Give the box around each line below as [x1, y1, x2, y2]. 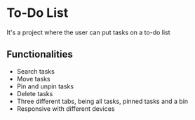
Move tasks [16, 74, 51, 83]
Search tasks [16, 67, 55, 75]
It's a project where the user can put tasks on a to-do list [6, 28, 170, 36]
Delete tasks [16, 89, 53, 98]
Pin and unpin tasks [16, 82, 74, 91]
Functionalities [6, 48, 73, 60]
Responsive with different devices [16, 104, 115, 113]
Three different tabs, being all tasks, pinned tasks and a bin [16, 97, 189, 105]
